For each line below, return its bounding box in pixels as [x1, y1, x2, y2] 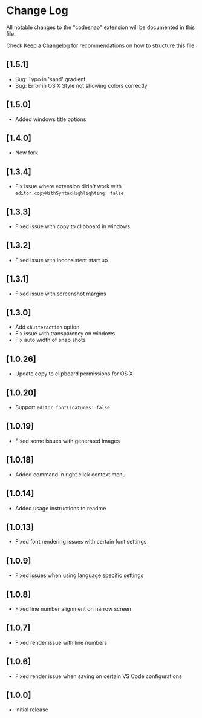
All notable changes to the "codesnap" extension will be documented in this [6, 24, 195, 31]
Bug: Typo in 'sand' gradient [15, 75, 86, 82]
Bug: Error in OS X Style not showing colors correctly [15, 82, 148, 89]
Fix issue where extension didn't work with [15, 183, 122, 190]
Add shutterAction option [15, 323, 80, 331]
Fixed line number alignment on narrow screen [15, 605, 131, 612]
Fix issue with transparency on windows [15, 330, 116, 337]
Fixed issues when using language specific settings [15, 571, 144, 579]
